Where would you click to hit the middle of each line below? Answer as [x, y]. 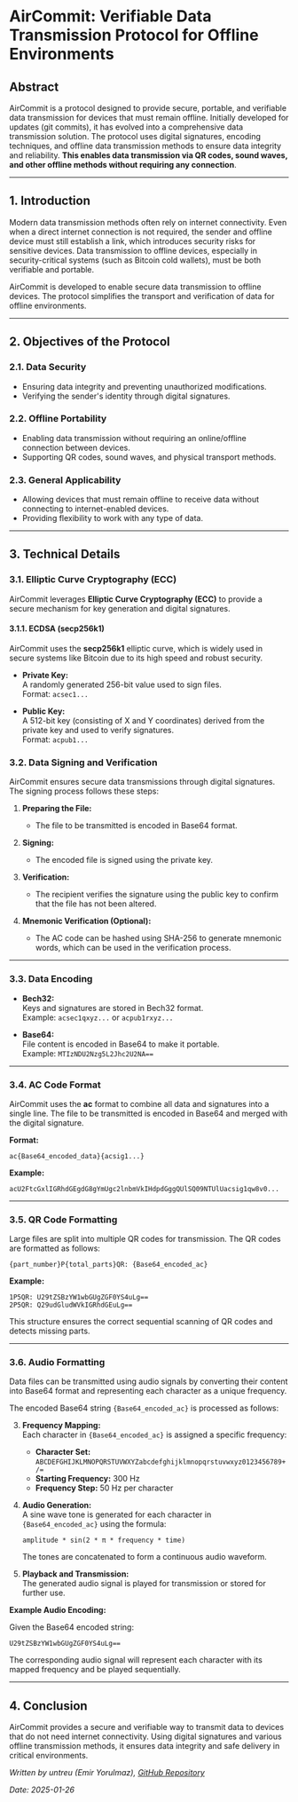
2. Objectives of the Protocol [90, 342]
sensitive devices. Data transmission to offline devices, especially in [133, 250]
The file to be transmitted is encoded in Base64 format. [136, 826]
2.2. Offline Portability [58, 419]
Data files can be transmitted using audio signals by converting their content [149, 1381]
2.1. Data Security [48, 368]
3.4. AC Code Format [55, 1085]
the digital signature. [47, 1122]
